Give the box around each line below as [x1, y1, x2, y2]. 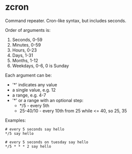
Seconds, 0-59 [12, 36, 43, 43]
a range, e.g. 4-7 [12, 92, 46, 98]
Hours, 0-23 [12, 47, 37, 53]
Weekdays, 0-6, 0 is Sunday [12, 63, 69, 69]
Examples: [5, 117, 26, 123]
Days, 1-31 [12, 52, 33, 58]
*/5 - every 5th [19, 103, 50, 108]
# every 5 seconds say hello [5, 127, 65, 131]
